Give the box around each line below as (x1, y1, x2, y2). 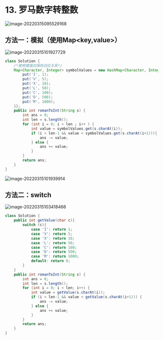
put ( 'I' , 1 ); (22, 72, 49, 77)
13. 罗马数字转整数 (5, 4, 79, 16)
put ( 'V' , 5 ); (22, 77, 49, 81)
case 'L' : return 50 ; (31, 241, 75, 245)
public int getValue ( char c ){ (14, 218, 75, 223)
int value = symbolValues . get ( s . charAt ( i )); (31, 126, 123, 131)
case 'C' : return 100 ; (31, 245, 77, 250)
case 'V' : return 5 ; (31, 231, 73, 236)
